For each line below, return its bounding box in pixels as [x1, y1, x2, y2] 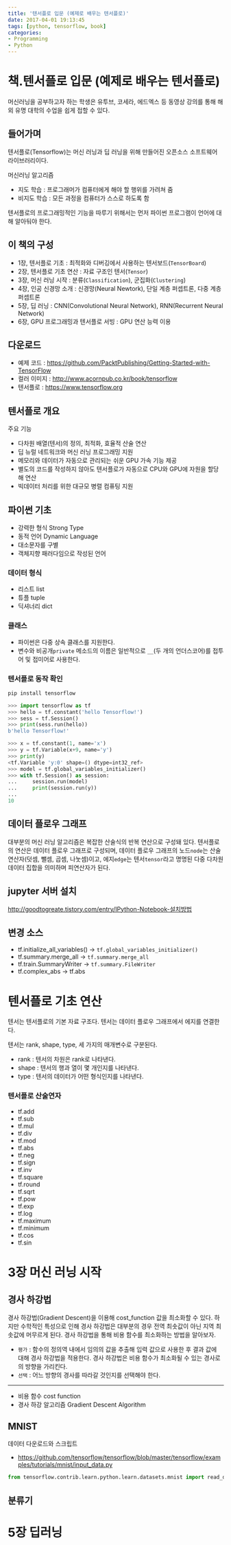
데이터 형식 [8, 568, 42, 577]
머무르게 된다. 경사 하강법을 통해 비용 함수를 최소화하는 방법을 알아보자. [25, 1330, 217, 1339]
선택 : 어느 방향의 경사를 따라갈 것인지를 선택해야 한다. [17, 1371, 160, 1379]
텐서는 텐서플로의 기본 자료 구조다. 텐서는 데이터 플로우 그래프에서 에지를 [8, 1018, 202, 1026]
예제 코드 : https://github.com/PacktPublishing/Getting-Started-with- [17, 359, 210, 367]
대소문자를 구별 [17, 541, 59, 549]
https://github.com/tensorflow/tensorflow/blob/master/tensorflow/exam [17, 1453, 221, 1461]
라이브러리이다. [8, 156, 49, 165]
